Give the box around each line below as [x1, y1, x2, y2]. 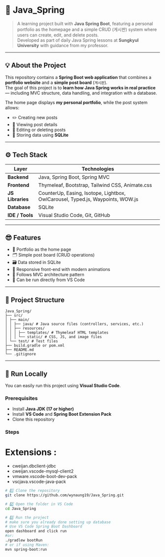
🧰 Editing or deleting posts [12, 127, 66, 133]
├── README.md [5, 347, 34, 352]
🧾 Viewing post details [12, 121, 57, 127]
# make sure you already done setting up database [5, 520, 111, 525]
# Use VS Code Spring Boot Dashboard [5, 524, 82, 529]
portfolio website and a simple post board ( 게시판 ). [5, 80, 108, 85]
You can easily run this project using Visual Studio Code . [5, 383, 121, 388]
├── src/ [5, 313, 23, 318]
